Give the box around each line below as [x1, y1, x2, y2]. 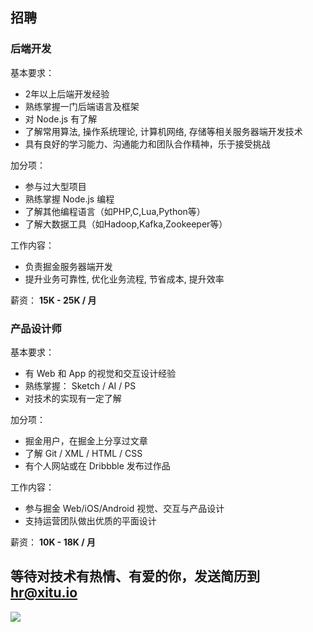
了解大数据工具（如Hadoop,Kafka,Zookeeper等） [24, 218, 228, 230]
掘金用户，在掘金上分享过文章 [24, 434, 148, 447]
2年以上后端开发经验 [24, 88, 110, 100]
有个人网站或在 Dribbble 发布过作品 [24, 459, 171, 472]
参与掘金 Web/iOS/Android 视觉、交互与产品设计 [24, 502, 225, 514]
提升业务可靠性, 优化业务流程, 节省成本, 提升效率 [24, 273, 225, 285]
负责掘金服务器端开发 [24, 260, 113, 272]
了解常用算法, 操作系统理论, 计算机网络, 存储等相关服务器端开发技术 [24, 125, 303, 137]
